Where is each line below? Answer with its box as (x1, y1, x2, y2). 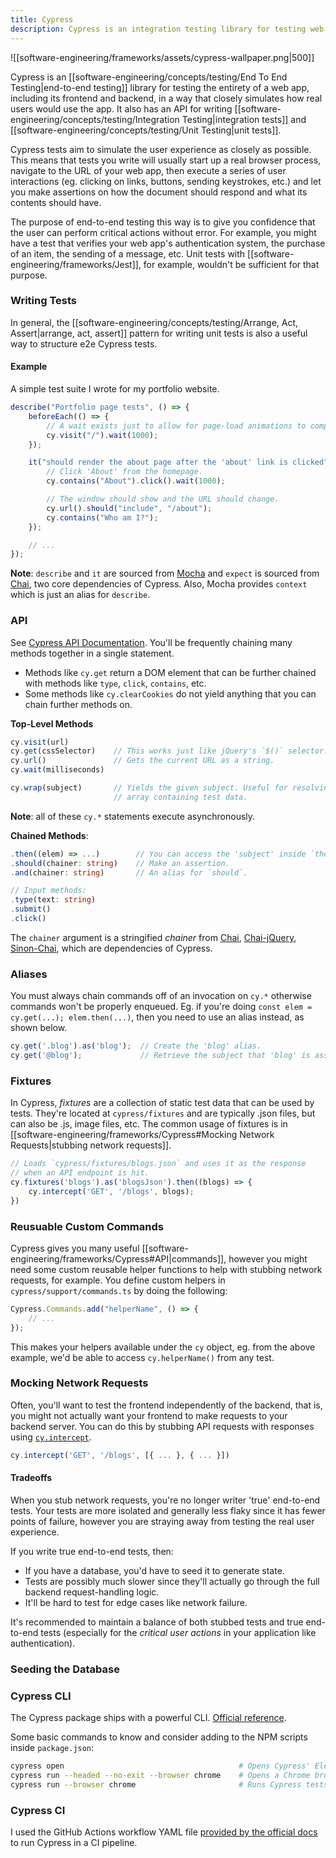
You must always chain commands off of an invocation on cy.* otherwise (10, 990, 312, 1002)
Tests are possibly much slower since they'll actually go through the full (24, 1575, 320, 1587)
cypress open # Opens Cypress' (10, 1761, 311, 1771)
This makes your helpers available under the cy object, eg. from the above (10, 1341, 316, 1353)
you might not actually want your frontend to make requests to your (10, 1409, 288, 1421)
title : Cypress (10, 14, 74, 25)
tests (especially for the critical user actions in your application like (40, 1626, 317, 1638)
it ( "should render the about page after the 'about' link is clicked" (28, 457, 329, 468)
